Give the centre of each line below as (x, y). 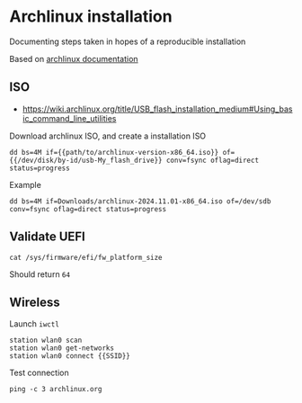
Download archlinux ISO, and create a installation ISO (108, 136)
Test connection (39, 373)
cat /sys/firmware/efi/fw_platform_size (86, 257)
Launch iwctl (35, 324)
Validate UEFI (47, 237)
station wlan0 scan (46, 340)
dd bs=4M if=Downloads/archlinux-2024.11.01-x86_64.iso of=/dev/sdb (140, 201)
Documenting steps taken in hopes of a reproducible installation (128, 41)
